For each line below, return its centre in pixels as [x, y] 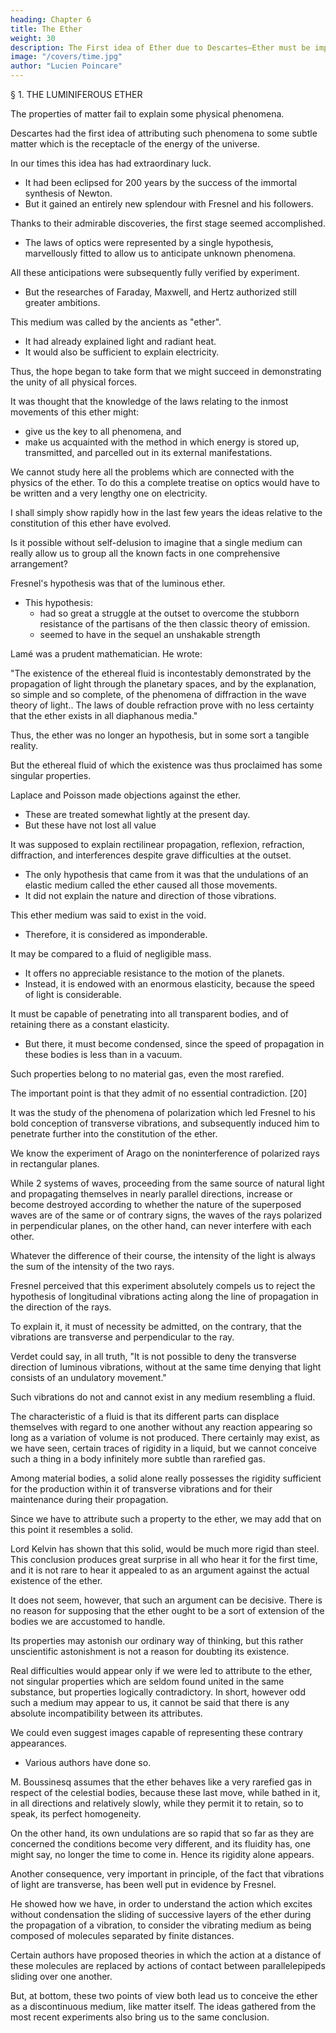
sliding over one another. [61, 1976]
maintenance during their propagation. [89, 1499]
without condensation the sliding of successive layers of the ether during [161, 1914]
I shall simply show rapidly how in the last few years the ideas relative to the [166, 512]
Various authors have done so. [88, 1762]
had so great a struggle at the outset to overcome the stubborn [169, 613]
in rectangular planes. [55, 1164]
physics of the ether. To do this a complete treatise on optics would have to [165, 482]
